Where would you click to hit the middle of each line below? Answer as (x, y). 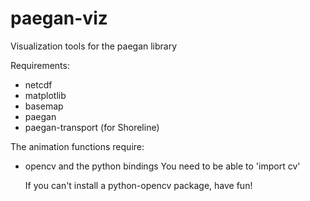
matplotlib (45, 95)
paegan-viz (59, 18)
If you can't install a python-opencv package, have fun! (138, 185)
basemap (44, 106)
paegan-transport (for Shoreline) (92, 127)
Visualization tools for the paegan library (94, 46)
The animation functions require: (77, 146)
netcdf (38, 84)
